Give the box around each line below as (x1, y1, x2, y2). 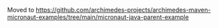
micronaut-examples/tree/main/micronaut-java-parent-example (7, 13, 190, 21)
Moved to (7, 6, 35, 14)
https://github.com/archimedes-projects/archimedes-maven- (35, 6, 211, 14)
